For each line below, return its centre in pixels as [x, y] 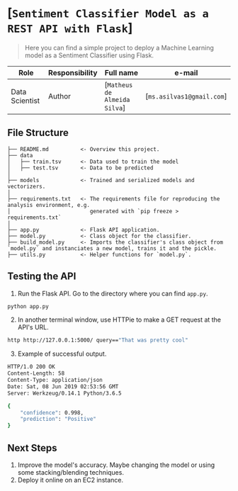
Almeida [117, 100]
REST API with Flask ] [70, 28]
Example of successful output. [62, 354]
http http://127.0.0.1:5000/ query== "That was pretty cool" [98, 340]
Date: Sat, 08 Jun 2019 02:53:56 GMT [63, 386]
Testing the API [42, 277]
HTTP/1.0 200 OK [31, 367]
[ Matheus [119, 84]
